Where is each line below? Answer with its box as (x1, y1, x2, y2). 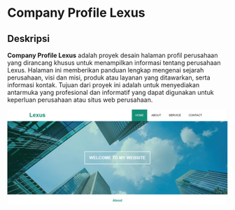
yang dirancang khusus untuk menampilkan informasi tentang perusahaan (7, 59, 221, 67)
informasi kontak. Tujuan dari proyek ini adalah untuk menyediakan (7, 81, 200, 89)
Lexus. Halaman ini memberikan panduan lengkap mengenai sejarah (7, 66, 204, 74)
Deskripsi (7, 33, 50, 45)
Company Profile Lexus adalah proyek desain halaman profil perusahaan (7, 51, 218, 59)
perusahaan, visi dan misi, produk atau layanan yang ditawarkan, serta (7, 73, 211, 82)
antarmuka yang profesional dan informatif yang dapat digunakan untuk (7, 89, 215, 96)
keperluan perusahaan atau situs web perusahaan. (7, 96, 153, 104)
